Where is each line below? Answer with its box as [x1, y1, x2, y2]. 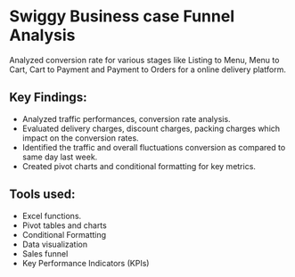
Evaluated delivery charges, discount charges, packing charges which [21, 123, 281, 134]
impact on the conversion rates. [21, 132, 140, 143]
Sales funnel [21, 248, 69, 259]
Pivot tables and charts [21, 220, 107, 231]
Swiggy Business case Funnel [9, 6, 234, 27]
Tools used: [9, 187, 76, 202]
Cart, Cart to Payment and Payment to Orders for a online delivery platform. [9, 64, 287, 75]
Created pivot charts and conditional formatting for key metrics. [21, 160, 257, 171]
